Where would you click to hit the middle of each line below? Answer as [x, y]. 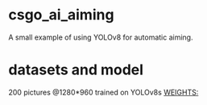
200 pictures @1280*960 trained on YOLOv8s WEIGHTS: [103, 92]
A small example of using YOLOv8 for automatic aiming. [101, 37]
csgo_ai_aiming [61, 15]
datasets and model [76, 70]
